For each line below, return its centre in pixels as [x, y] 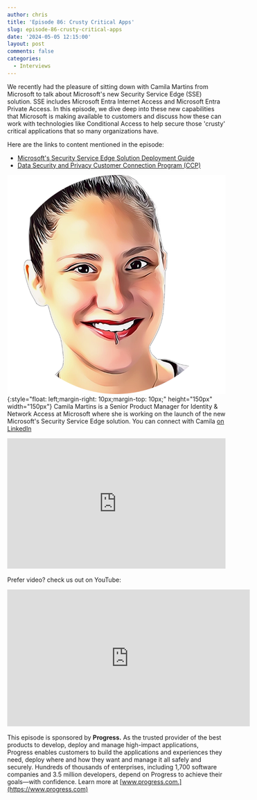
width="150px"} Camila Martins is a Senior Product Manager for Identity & [113, 406]
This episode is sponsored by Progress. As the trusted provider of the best [114, 737]
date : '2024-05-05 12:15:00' [49, 37]
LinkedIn [19, 428]
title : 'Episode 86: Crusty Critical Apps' [71, 22]
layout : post [26, 44]
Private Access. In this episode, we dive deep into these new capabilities [111, 108]
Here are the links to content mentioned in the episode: [86, 144]
